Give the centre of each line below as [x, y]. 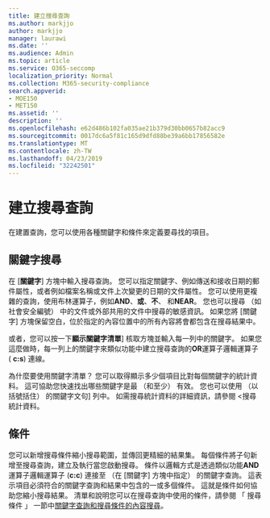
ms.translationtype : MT [48, 143]
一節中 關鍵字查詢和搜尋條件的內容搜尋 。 [100, 505]
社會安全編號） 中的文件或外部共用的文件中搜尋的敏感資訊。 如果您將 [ [126, 311]
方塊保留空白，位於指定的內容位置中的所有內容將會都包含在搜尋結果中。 [140, 321]
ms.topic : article [39, 61]
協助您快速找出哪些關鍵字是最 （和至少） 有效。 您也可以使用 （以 [148, 386]
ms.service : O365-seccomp [52, 69]
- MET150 [23, 106]
